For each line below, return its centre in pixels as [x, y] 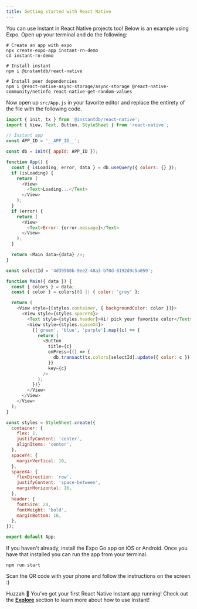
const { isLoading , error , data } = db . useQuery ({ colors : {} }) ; [94, 167]
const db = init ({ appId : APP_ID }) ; [52, 152]
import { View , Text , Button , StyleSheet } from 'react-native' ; [87, 125]
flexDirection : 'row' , [44, 477]
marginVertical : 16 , [42, 461]
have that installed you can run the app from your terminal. [77, 554]
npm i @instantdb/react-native [44, 71]
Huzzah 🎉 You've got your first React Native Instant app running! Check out [97, 593]
